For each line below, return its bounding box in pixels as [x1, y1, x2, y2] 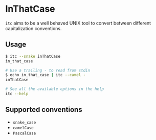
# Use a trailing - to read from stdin [5, 67, 91, 73]
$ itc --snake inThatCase [5, 54, 60, 59]
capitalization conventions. [5, 25, 62, 31]
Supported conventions [5, 105, 83, 114]
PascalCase [12, 131, 36, 136]
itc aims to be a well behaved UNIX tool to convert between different [5, 20, 151, 26]
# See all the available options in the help [5, 86, 104, 92]
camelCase [12, 125, 34, 130]
